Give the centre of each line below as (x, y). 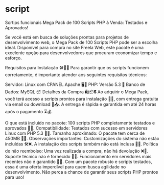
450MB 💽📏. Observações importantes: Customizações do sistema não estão (82, 138)
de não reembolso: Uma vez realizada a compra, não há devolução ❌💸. (77, 151)
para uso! (15, 177)
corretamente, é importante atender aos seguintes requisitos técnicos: (76, 75)
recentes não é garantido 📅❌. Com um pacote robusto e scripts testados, (79, 162)
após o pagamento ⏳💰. (29, 111)
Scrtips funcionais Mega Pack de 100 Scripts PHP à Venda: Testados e (76, 22)
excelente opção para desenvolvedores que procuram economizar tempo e (81, 53)
